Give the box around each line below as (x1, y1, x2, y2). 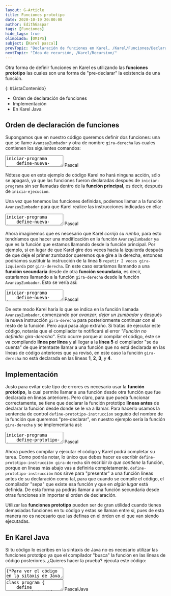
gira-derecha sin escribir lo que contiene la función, (55, 459, 164, 466)
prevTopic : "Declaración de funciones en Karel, (5, 46, 110, 51)
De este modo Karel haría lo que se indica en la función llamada (5, 306, 139, 313)
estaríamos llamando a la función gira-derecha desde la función (5, 274, 139, 280)
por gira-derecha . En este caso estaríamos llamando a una (27, 263, 150, 269)
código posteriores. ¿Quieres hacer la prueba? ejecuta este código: (5, 557, 147, 563)
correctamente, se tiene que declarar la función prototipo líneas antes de (5, 400, 159, 406)
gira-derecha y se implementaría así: (5, 422, 82, 428)
